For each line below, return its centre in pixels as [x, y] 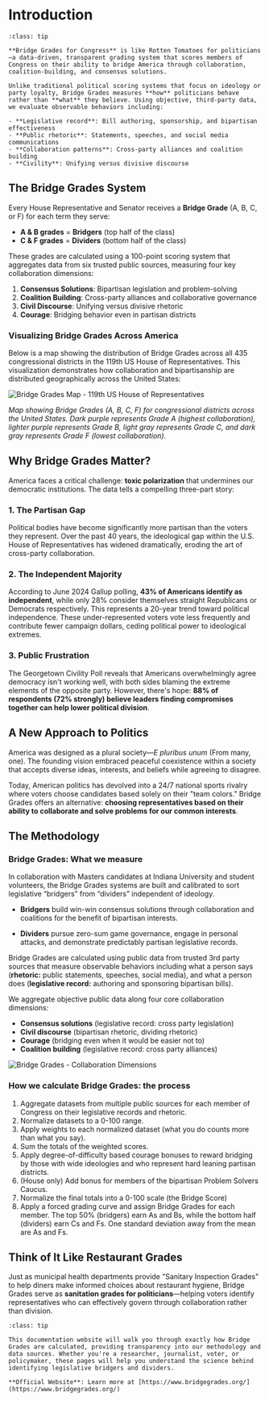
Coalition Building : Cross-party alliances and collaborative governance [139, 297]
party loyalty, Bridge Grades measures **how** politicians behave [124, 93]
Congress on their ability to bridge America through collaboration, [128, 65]
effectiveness [32, 128]
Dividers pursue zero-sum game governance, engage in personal [129, 934]
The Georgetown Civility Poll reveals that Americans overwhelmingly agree [132, 673]
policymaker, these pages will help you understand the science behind [131, 1361]
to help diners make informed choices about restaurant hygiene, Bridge [126, 1286]
